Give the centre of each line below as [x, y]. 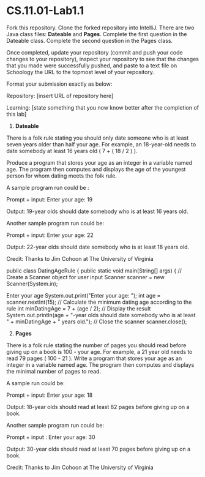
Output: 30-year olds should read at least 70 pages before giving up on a [99, 449]
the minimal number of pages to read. [54, 371]
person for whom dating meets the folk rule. [62, 176]
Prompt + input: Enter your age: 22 [50, 235]
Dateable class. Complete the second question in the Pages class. [90, 40]
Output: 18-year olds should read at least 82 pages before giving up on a [98, 407]
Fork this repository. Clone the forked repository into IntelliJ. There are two [100, 28]
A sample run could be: [36, 383]
